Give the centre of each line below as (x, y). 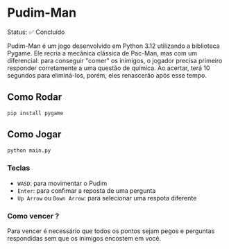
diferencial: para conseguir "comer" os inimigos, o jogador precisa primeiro (115, 60)
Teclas (19, 168)
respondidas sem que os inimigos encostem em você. (84, 239)
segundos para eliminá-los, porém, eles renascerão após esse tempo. (107, 75)
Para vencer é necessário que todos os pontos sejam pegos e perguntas (111, 231)
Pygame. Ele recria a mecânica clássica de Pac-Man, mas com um (102, 53)
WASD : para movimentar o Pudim (62, 183)
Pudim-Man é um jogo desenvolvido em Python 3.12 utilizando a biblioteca (113, 46)
